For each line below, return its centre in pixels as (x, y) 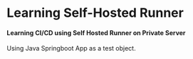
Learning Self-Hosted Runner (95, 13)
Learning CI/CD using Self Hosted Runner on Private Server (96, 32)
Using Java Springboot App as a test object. (71, 48)
